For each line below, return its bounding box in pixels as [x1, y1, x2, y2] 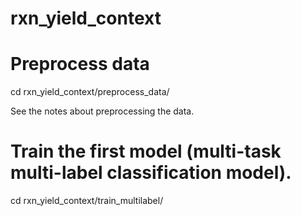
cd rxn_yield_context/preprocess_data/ [10, 86, 170, 98]
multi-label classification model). [10, 162, 292, 184]
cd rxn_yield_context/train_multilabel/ [10, 195, 164, 207]
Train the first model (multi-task [10, 140, 282, 163]
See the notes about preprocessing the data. [10, 105, 195, 117]
